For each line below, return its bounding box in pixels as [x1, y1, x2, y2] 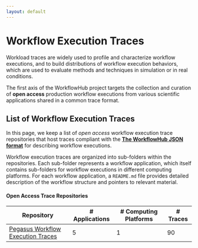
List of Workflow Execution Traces [6, 114, 136, 124]
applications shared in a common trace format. [6, 96, 120, 104]
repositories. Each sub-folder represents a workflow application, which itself [6, 160, 192, 167]
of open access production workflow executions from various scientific [6, 90, 180, 98]
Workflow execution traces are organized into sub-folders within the [6, 153, 172, 160]
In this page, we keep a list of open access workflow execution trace [6, 130, 173, 137]
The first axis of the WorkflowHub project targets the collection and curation [6, 84, 192, 91]
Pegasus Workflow [9, 224, 61, 233]
